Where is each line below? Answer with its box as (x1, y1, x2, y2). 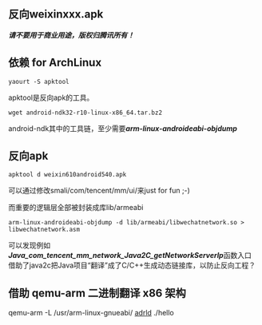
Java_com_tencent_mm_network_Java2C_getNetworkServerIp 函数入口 (8, 251, 252, 260)
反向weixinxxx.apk (8, 7, 104, 22)
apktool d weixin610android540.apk (8, 171, 127, 179)
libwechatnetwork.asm (8, 226, 81, 234)
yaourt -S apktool (8, 77, 69, 85)
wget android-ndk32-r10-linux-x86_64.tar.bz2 (8, 109, 162, 117)
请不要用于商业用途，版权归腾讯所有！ (8, 30, 134, 40)
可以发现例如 (8, 240, 50, 250)
